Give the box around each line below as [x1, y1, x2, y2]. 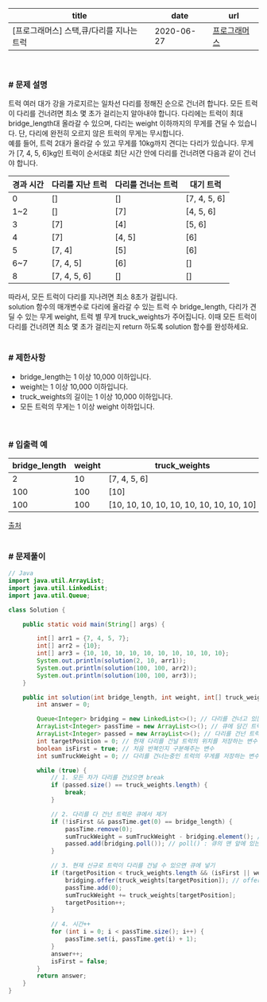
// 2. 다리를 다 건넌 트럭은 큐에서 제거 [50, 810, 167, 818]
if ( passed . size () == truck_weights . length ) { [50, 781, 208, 790]
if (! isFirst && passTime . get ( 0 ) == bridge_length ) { [50, 818, 233, 825]
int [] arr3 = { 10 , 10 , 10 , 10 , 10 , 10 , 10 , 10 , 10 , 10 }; [37, 650, 230, 658]
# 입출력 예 [8, 439, 48, 450]
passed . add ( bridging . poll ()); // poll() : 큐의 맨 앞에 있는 [64, 840, 261, 848]
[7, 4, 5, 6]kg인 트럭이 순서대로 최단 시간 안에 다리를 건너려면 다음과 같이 [16, 149, 242, 158]
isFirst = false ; [50, 957, 109, 965]
